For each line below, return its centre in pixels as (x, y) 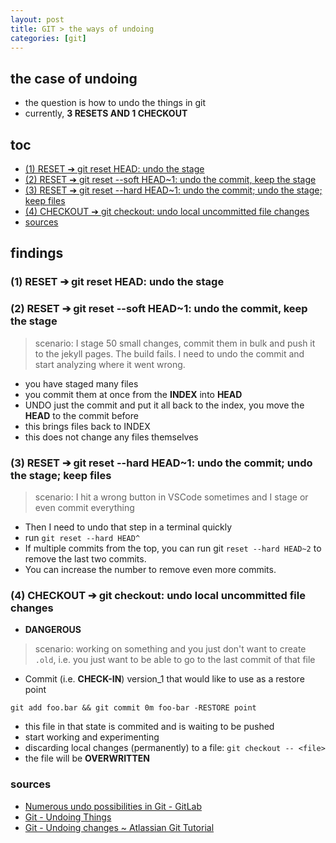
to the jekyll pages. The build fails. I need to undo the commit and (169, 353)
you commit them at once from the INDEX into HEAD (133, 394)
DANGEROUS (53, 630)
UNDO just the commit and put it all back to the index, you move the (164, 405)
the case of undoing (74, 78)
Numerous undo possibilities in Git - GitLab (113, 806)
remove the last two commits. (85, 558)
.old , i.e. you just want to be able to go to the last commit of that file (175, 660)
